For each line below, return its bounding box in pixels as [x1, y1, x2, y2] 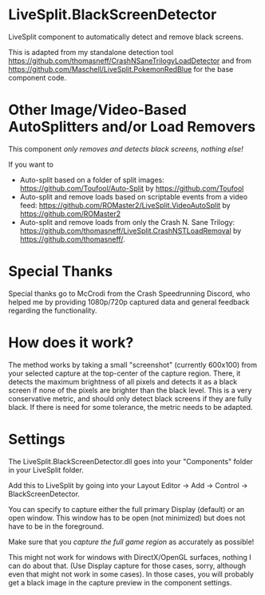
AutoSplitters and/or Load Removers [8, 118, 256, 136]
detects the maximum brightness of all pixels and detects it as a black [8, 376, 238, 386]
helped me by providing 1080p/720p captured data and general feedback [8, 297, 250, 306]
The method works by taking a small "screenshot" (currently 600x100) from [8, 360, 258, 369]
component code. [8, 73, 67, 82]
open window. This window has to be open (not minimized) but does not [8, 513, 246, 522]
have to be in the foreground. [8, 521, 105, 531]
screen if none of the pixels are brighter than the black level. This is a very [8, 385, 252, 395]
